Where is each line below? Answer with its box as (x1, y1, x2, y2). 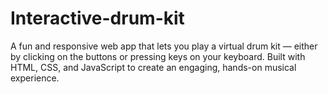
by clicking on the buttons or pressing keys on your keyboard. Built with (10, 50, 306, 62)
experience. (10, 72, 60, 84)
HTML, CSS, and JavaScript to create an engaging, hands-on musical (10, 61, 297, 73)
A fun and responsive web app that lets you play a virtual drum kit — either (10, 40, 318, 52)
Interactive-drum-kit (10, 7, 185, 30)
